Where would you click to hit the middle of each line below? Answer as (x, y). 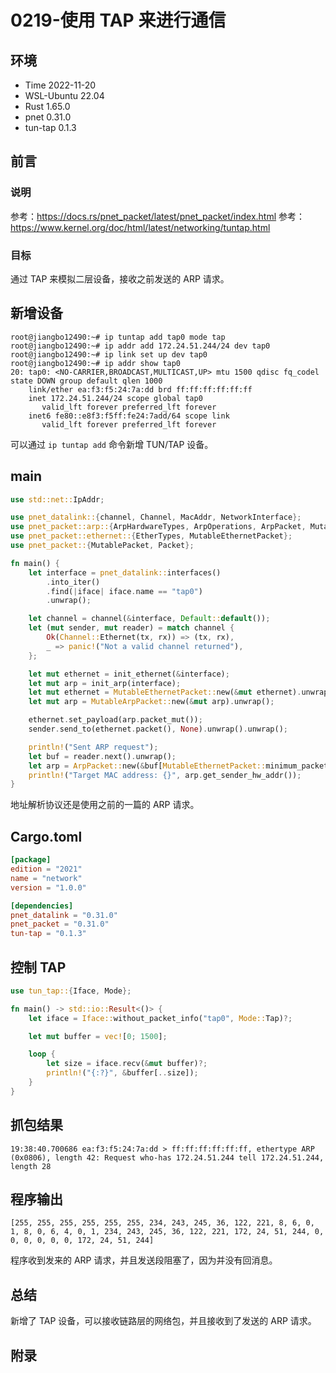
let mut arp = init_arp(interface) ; (105, 683)
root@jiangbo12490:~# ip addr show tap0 (96, 363)
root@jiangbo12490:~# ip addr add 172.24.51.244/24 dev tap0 (140, 346)
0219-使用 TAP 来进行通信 (118, 20)
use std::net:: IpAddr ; (57, 499)
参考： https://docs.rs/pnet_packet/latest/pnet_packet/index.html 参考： (158, 216)
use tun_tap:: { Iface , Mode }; (71, 991)
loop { (42, 1054)
